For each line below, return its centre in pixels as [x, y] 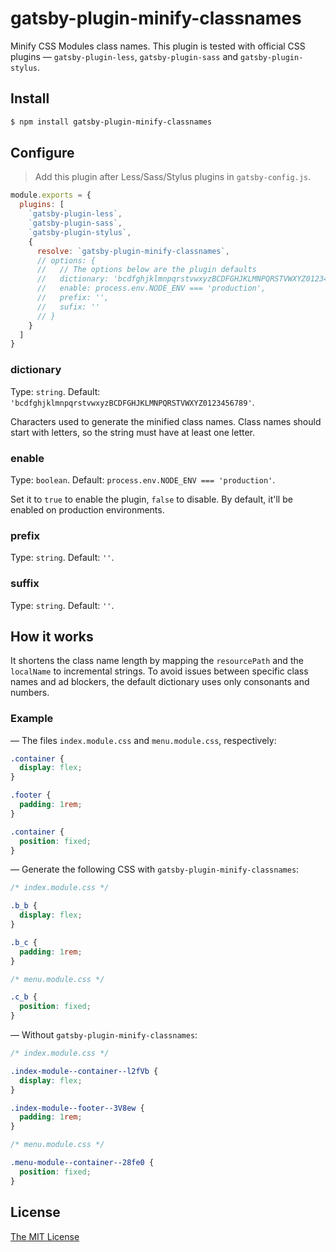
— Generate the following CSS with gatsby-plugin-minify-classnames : [155, 869]
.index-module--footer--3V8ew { [77, 1108]
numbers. [30, 693]
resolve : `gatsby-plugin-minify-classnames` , [133, 251]
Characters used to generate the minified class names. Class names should [166, 421]
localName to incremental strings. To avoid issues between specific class [159, 671]
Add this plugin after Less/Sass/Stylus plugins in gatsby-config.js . [173, 177]
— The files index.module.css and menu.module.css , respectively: [143, 740]
